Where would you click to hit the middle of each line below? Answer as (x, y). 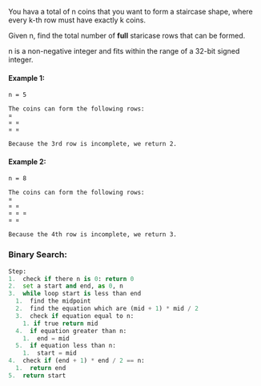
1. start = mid (50, 353)
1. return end (41, 368)
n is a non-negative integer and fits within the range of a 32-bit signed (124, 51)
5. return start (37, 376)
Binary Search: (38, 255)
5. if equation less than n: (66, 346)
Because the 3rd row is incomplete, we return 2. (93, 144)
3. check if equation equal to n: (75, 316)
